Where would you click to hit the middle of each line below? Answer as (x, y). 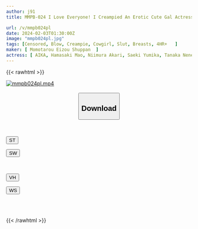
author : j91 (21, 12)
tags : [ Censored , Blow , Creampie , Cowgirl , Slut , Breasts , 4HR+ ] (92, 44)
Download (99, 108)
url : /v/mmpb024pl (29, 28)
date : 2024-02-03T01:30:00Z (41, 33)
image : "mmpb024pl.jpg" (35, 39)
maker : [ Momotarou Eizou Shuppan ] (52, 50)
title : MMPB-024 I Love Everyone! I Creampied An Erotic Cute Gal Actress (100, 17)
